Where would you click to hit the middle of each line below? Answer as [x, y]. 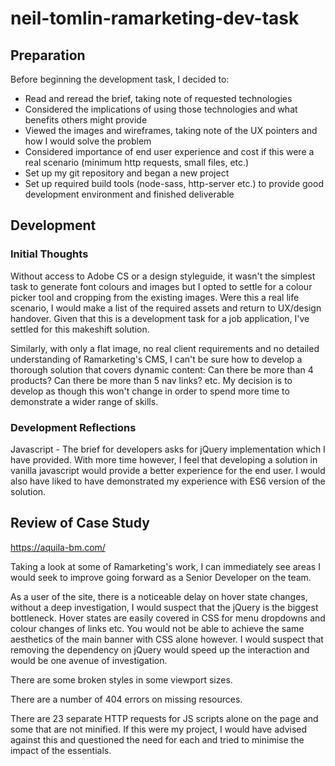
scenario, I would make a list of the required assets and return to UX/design [166, 308]
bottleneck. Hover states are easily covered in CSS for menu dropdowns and [168, 618]
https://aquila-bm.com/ [58, 547]
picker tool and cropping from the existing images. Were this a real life [155, 297]
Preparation [48, 55]
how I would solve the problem [88, 141]
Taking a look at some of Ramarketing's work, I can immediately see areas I [165, 566]
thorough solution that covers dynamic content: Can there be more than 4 [162, 369]
